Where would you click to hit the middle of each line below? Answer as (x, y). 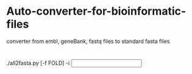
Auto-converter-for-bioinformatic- (96, 11)
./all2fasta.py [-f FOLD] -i (38, 63)
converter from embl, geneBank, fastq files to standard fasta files (88, 41)
